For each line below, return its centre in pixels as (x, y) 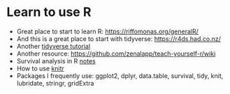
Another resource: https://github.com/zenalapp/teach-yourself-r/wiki (116, 54)
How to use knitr (40, 68)
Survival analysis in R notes (56, 61)
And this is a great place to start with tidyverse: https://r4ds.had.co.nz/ (118, 38)
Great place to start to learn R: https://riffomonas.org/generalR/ (107, 31)
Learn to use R (49, 12)
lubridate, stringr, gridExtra (55, 83)
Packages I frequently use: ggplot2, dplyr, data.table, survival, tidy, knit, (120, 76)
